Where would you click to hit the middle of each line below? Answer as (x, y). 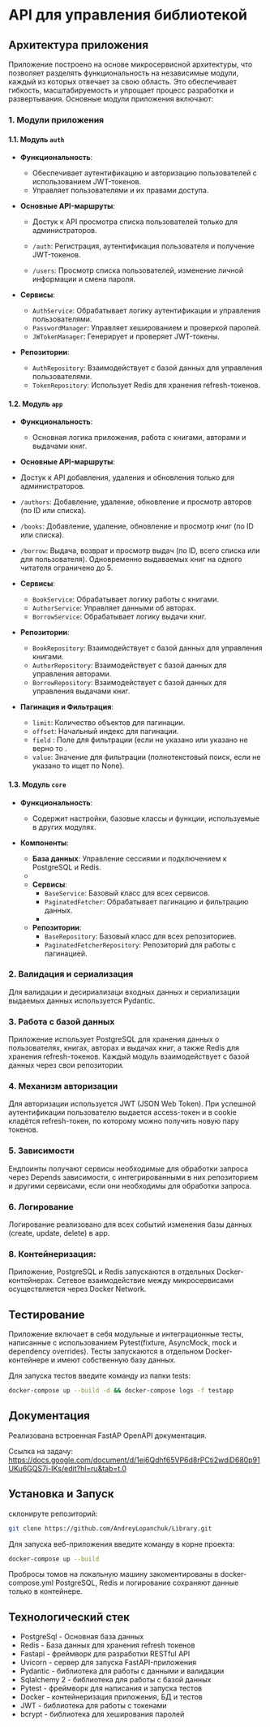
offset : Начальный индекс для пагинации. (105, 732)
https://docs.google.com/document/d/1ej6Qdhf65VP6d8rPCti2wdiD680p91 (135, 1460)
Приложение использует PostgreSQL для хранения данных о (114, 1039)
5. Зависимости (41, 1151)
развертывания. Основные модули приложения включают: (111, 99)
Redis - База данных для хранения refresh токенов (107, 1645)
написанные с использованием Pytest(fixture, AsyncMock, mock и (123, 1343)
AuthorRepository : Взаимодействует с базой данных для (129, 665)
